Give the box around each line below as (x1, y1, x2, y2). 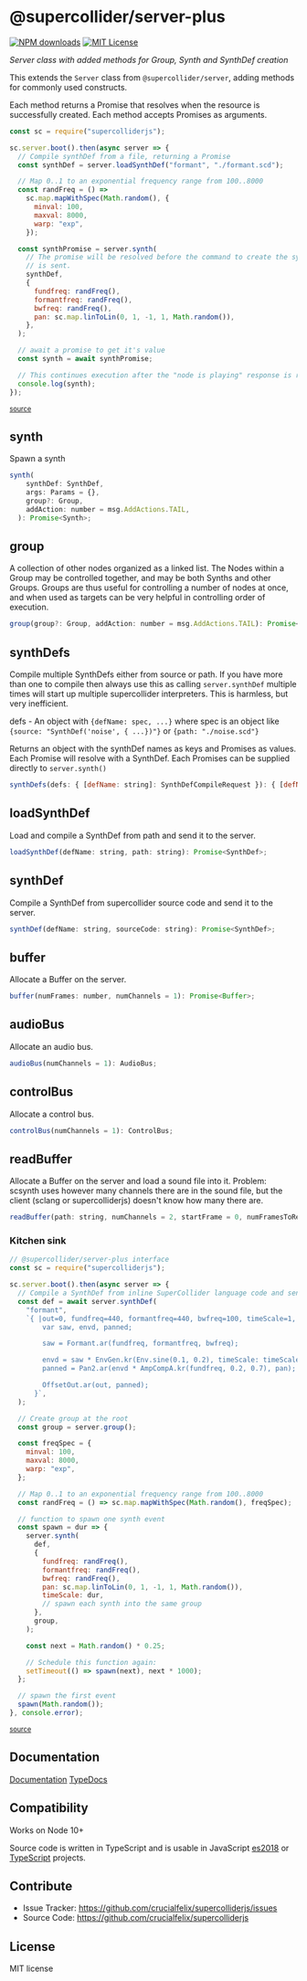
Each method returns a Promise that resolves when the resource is (9, 99, 260, 111)
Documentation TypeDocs (9, 1774, 108, 1785)
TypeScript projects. (9, 1852, 87, 1863)
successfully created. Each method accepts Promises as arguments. (9, 109, 268, 120)
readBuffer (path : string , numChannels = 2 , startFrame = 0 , (9, 1213, 244, 1222)
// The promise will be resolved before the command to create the (26, 253, 288, 262)
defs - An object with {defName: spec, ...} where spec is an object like (9, 715, 281, 727)
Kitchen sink (9, 1234, 67, 1247)
